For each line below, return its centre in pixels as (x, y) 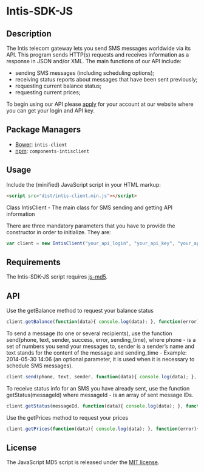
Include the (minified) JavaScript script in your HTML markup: (83, 184)
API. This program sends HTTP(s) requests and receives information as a (98, 55)
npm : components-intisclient (52, 151)
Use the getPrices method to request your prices (67, 417)
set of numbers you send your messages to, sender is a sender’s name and (100, 346)
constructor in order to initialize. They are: (59, 232)
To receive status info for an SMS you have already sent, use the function (98, 388)
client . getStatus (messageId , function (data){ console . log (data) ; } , (95, 406)
